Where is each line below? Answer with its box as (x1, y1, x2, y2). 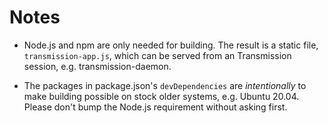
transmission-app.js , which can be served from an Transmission (23, 49, 292, 61)
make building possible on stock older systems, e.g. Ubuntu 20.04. (23, 90, 300, 102)
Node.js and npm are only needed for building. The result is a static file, (23, 39, 319, 51)
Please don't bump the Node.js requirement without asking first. (23, 101, 288, 113)
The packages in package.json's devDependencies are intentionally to (23, 79, 307, 91)
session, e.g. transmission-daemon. (23, 60, 172, 72)
